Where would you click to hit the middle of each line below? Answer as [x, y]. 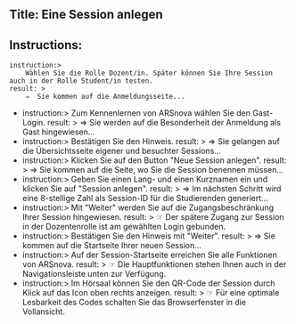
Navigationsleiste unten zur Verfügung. [94, 274]
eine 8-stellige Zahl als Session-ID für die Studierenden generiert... [145, 198]
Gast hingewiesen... [58, 132]
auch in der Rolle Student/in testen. [81, 81]
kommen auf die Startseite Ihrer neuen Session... [112, 246]
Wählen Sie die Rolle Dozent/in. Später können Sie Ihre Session [149, 73]
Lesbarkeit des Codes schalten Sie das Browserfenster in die [134, 303]
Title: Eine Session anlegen [86, 15]
